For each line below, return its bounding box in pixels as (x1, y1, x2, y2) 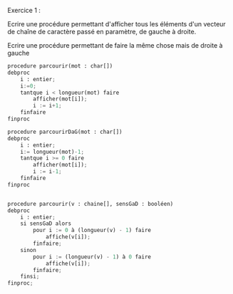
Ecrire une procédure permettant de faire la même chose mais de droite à (7, 41, 223, 49)
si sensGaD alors (20, 220, 72, 227)
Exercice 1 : (7, 6, 41, 14)
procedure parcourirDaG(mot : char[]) (7, 128, 123, 135)
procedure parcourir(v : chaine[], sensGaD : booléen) (7, 200, 174, 207)
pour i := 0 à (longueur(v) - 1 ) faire (33, 227, 152, 234)
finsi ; (20, 273, 40, 280)
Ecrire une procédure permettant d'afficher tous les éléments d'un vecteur (7, 20, 226, 28)
